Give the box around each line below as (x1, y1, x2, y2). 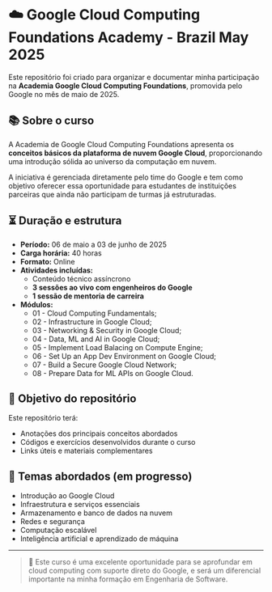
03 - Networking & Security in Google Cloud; (32, 325, 182, 335)
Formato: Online (19, 256, 75, 266)
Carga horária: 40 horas (19, 247, 103, 258)
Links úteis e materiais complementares (19, 446, 153, 456)
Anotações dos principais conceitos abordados (19, 429, 178, 438)
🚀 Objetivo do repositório (8, 391, 137, 405)
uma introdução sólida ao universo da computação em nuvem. (8, 156, 217, 166)
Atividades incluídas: (19, 265, 93, 275)
